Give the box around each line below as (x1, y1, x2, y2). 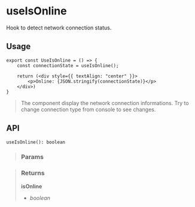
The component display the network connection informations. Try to (20, 99, 190, 106)
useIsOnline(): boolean (6, 139, 66, 145)
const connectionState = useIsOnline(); (17, 62, 119, 68)
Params (20, 153, 44, 161)
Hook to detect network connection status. (6, 24, 112, 31)
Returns (20, 169, 45, 178)
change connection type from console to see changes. (20, 106, 156, 113)
